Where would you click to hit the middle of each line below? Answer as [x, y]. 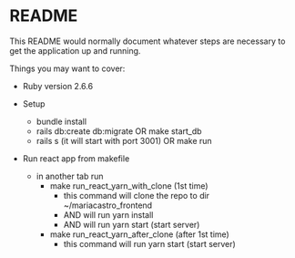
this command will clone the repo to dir [137, 195]
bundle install [61, 121]
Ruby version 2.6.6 [58, 86]
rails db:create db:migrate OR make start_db [119, 131]
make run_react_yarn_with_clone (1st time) [129, 186]
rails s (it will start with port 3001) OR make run [124, 140]
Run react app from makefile [76, 158]
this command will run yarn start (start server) [150, 243]
